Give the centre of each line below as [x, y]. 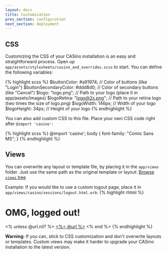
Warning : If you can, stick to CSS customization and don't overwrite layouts [83, 236]
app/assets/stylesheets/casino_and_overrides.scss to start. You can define [84, 67]
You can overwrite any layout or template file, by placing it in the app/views [82, 167]
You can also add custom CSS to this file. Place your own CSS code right [80, 118]
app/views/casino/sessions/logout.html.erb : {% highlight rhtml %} [74, 192]
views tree [15, 177]
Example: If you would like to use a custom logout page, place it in [73, 187]
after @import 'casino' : [29, 124]
